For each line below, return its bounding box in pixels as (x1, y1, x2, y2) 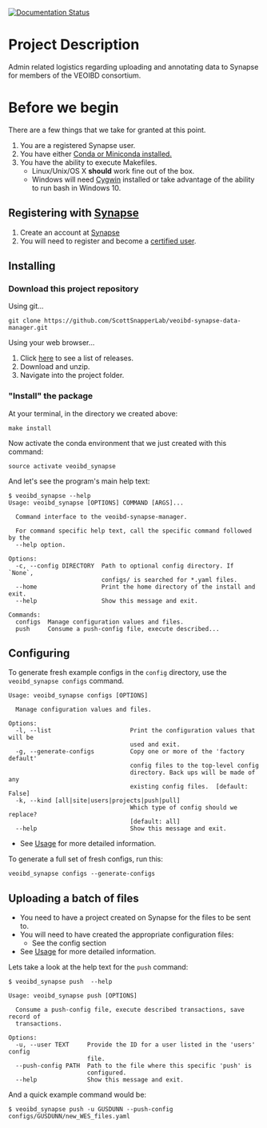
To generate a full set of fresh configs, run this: (8, 854, 164, 864)
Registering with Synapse (8, 207, 139, 220)
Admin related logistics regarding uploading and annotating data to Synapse (8, 62, 259, 71)
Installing (8, 259, 56, 273)
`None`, (8, 568, 34, 576)
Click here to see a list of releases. (19, 353, 134, 363)
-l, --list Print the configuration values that (15, 727, 256, 735)
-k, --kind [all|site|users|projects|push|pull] (15, 797, 181, 805)
